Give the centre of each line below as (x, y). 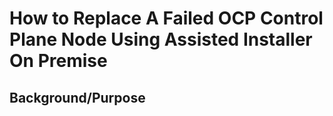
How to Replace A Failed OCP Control (166, 18)
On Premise (58, 61)
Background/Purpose (77, 97)
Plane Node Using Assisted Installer (161, 39)
